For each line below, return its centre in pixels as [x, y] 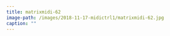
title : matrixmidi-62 [34, 12]
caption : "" [21, 23]
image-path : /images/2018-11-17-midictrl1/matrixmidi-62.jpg [85, 18]
